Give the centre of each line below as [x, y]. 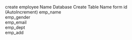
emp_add [14, 33]
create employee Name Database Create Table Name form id [66, 7]
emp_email [16, 22]
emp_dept [15, 27]
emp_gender [18, 17]
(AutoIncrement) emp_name [33, 12]
